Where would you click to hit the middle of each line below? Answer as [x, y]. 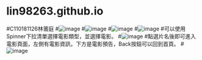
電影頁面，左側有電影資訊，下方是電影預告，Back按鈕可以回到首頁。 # [95, 44]
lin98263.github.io [55, 11]
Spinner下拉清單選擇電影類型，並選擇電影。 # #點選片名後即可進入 [101, 36]
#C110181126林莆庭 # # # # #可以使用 [96, 28]
